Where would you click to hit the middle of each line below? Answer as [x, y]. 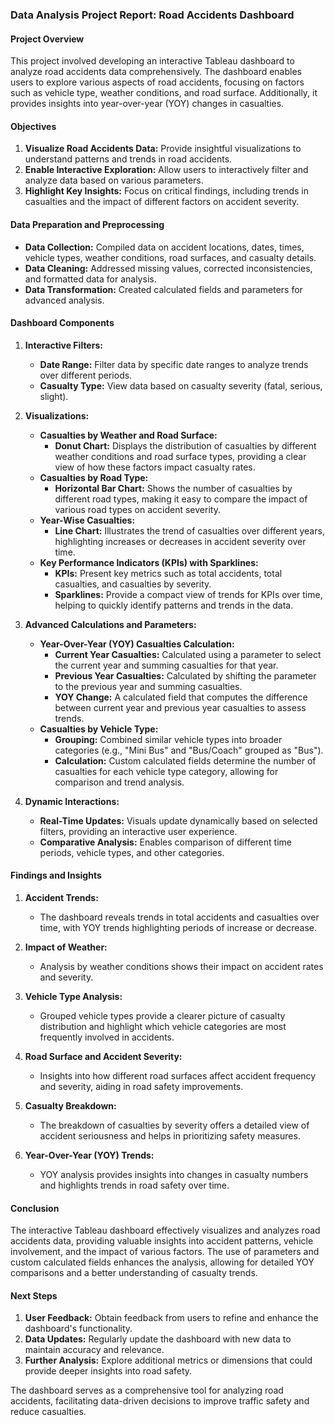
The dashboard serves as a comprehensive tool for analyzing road [147, 1390]
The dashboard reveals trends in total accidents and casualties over [179, 917]
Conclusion [35, 1208]
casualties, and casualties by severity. [133, 584]
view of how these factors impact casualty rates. [155, 467]
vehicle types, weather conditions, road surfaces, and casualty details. [170, 257]
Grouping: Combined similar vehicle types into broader [168, 739]
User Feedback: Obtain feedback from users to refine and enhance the [171, 1318]
